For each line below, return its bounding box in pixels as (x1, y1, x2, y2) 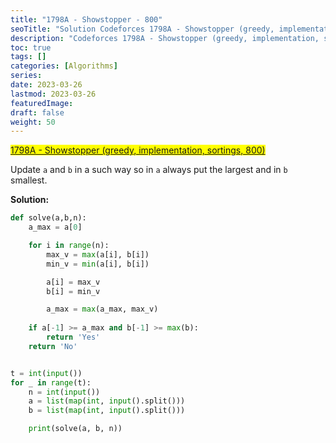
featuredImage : (10, 98, 74, 108)
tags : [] (10, 52, 47, 62)
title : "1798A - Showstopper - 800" (10, 14, 163, 25)
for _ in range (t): (10, 377, 92, 388)
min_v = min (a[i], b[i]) (46, 259, 150, 269)
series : (10, 71, 43, 81)
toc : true (10, 42, 52, 53)
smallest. (10, 174, 48, 186)
